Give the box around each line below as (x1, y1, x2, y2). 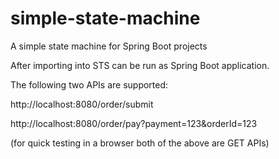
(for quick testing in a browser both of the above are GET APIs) (10, 137, 270, 149)
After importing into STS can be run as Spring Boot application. (10, 59, 270, 71)
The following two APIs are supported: (10, 78, 169, 91)
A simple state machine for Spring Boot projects (10, 40, 208, 52)
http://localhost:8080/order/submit (10, 98, 154, 110)
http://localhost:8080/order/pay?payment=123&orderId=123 (10, 117, 258, 129)
